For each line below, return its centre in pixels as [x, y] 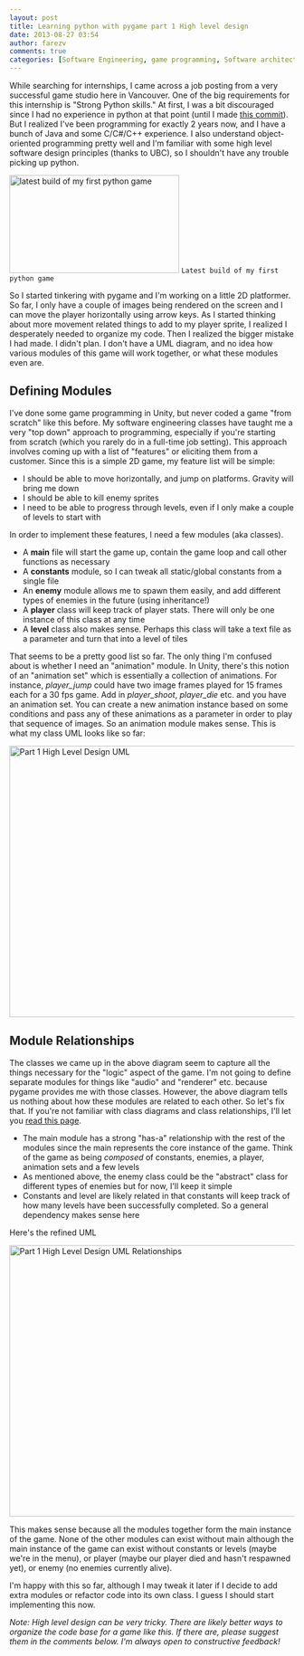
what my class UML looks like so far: [78, 733]
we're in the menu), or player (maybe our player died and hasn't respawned [150, 1558]
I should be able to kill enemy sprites [91, 498]
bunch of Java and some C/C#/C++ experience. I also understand [133, 133]
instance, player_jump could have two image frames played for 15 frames [146, 685]
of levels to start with [62, 517]
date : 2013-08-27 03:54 [54, 34]
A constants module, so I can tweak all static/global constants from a [152, 571]
